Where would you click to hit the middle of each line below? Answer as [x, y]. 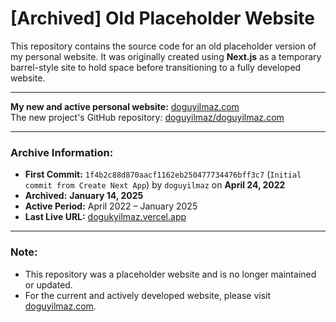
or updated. [48, 284]
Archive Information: [62, 152]
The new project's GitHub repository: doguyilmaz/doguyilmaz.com [147, 117]
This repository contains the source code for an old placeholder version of [163, 46]
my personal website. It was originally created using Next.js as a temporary [166, 56]
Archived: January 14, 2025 [84, 196]
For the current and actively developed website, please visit [148, 295]
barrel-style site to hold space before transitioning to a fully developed [156, 67]
